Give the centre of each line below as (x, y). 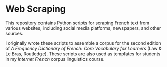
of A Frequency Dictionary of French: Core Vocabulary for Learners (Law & (83, 48)
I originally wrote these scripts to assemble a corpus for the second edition (83, 43)
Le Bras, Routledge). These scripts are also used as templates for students (83, 54)
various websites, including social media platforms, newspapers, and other (83, 28)
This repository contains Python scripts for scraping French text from (77, 23)
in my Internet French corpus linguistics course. (55, 59)
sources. (14, 33)
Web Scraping (36, 9)
